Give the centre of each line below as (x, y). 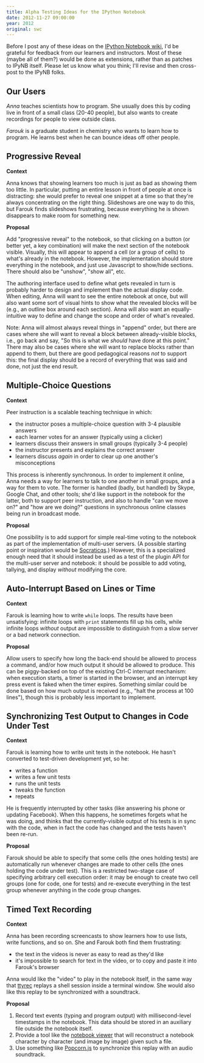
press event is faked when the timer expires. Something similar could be (97, 684)
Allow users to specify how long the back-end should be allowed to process (101, 658)
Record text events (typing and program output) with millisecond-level (103, 1015)
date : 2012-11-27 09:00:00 (40, 18)
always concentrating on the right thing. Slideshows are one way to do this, (101, 202)
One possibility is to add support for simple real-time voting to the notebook (101, 537)
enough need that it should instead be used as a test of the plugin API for (98, 556)
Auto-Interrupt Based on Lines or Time (81, 589)
